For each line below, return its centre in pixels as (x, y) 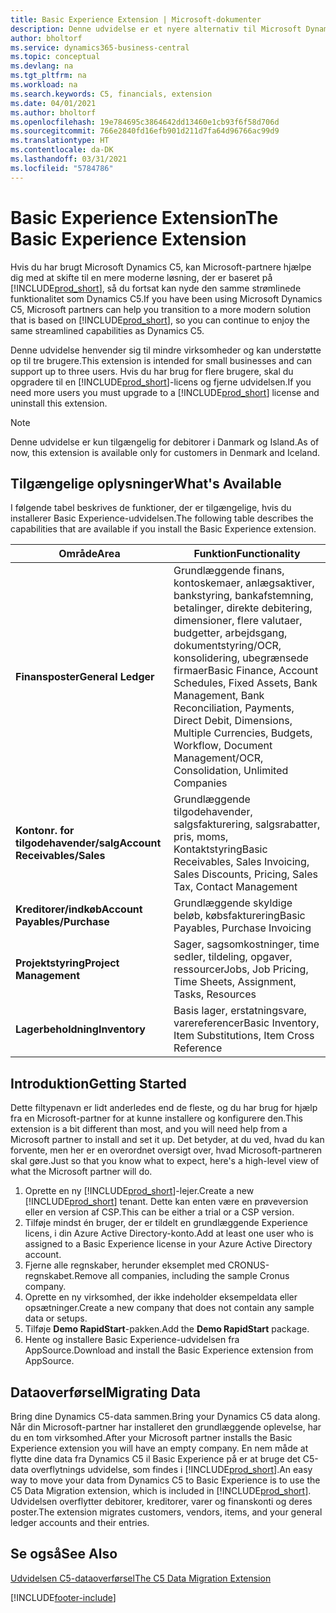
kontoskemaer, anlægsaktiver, (244, 583)
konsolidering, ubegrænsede (241, 658)
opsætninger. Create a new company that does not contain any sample (169, 1308)
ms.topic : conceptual (55, 57)
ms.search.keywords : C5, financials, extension (111, 94)
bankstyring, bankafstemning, (243, 596)
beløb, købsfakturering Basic (239, 916)
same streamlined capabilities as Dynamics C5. (107, 330)
